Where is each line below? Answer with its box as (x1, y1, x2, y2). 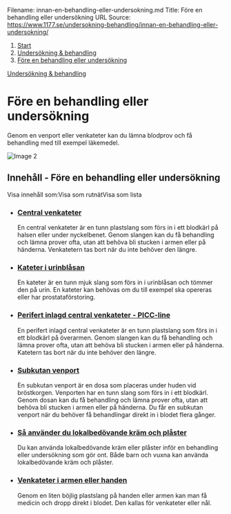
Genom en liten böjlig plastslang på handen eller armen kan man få (17, 491, 208, 499)
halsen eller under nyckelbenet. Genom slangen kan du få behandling (17, 231, 215, 239)
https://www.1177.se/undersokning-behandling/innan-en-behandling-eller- (7, 21, 219, 28)
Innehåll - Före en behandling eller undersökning (7, 172, 221, 184)
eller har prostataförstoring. (17, 293, 96, 302)
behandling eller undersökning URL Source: (7, 13, 131, 21)
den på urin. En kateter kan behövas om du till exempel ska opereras (17, 286, 212, 294)
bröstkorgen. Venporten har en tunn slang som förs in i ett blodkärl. (17, 388, 209, 396)
